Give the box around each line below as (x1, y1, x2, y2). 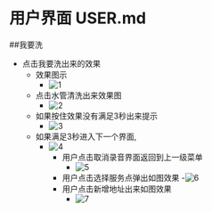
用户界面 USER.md (9, 8, 147, 29)
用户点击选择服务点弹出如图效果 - (61, 172, 185, 183)
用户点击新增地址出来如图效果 (61, 183, 172, 194)
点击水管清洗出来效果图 (35, 90, 122, 101)
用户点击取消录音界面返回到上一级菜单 (61, 151, 203, 162)
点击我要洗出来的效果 (21, 58, 101, 69)
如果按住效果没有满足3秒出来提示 (35, 110, 159, 121)
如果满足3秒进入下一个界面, (35, 131, 137, 142)
